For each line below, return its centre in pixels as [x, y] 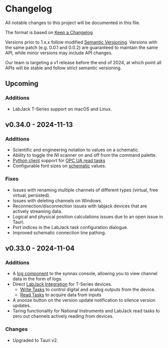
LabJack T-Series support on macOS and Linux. [62, 109]
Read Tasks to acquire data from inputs [61, 295]
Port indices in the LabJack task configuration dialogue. [70, 227]
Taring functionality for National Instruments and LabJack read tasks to [86, 311]
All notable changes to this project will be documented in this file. [73, 23]
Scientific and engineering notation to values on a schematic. [76, 150]
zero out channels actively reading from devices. [63, 316]
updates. [22, 306]
